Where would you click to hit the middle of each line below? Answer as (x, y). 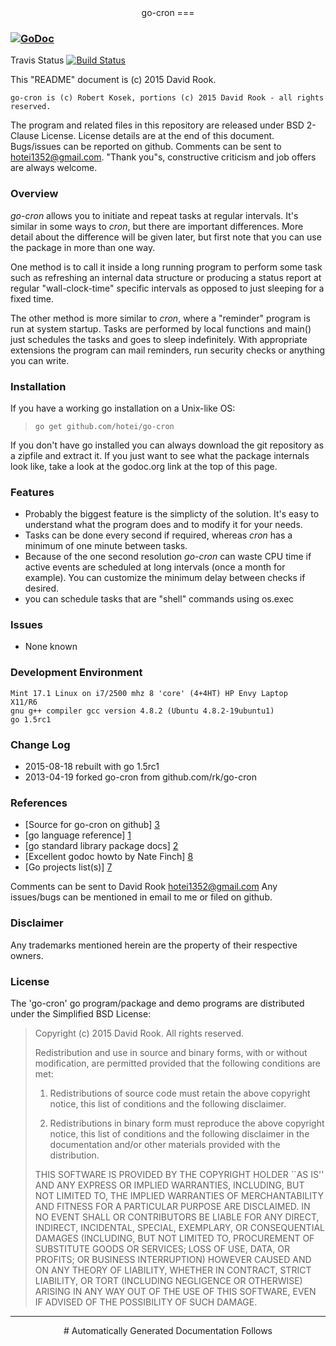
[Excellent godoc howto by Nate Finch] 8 (109, 857)
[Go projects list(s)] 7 (68, 867)
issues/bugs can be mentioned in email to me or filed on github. (141, 897)
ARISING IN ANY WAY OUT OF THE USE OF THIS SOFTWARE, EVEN (175, 1291)
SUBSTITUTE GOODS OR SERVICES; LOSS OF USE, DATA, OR (162, 1248)
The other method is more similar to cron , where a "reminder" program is (160, 318)
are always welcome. (54, 168)
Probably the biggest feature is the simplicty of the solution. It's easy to (172, 514)
